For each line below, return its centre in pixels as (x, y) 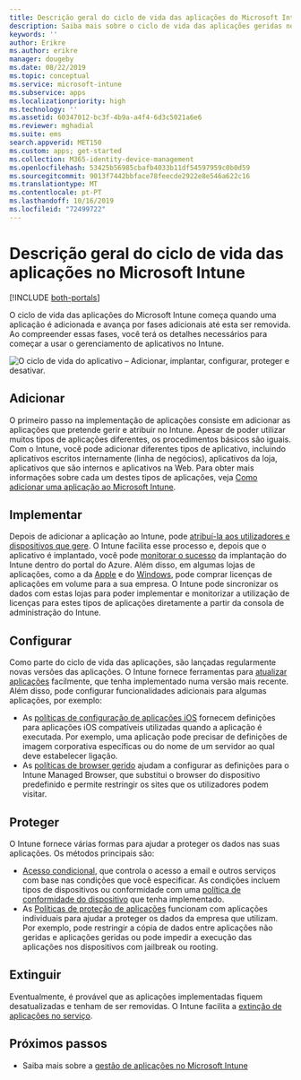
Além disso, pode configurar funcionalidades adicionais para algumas (138, 691)
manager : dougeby (42, 59)
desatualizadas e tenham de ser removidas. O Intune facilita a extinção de (146, 1006)
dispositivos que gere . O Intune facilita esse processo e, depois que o (138, 546)
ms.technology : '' (43, 109)
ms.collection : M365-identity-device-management (102, 159)
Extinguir (35, 975)
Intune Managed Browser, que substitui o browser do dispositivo (141, 775)
